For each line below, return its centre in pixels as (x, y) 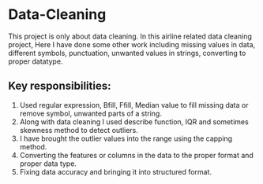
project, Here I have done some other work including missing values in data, (132, 44)
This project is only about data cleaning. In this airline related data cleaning (130, 36)
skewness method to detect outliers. (79, 130)
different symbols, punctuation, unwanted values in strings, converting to (127, 53)
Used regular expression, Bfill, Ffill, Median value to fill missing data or (134, 105)
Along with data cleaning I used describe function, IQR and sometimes (134, 121)
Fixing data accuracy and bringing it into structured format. (115, 171)
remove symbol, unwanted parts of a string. (90, 113)
